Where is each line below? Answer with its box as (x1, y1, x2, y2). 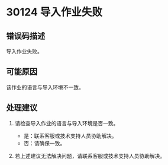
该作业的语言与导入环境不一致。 (6, 84, 84, 91)
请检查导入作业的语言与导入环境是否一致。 (14, 119, 119, 126)
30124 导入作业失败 (6, 5, 102, 19)
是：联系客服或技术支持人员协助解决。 (23, 132, 117, 139)
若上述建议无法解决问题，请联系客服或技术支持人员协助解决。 (14, 152, 166, 159)
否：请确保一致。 (23, 139, 66, 147)
